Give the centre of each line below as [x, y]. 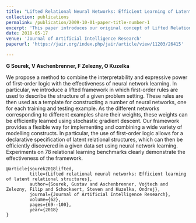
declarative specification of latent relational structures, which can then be [94, 139]
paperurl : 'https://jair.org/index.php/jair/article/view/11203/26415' [95, 44]
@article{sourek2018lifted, [40, 169]
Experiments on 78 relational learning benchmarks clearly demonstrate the [96, 152]
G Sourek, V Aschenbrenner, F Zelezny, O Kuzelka [68, 66]
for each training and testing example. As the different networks [83, 108]
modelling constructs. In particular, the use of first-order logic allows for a [95, 133]
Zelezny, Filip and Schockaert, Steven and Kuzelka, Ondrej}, [83, 189]
